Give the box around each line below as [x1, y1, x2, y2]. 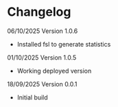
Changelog [7, 4, 71, 20]
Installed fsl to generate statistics [16, 40, 111, 48]
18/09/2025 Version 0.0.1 [7, 80, 78, 88]
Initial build [16, 93, 48, 102]
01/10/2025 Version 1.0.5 [7, 53, 77, 62]
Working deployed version [16, 67, 92, 75]
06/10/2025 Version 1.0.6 [7, 27, 78, 35]
